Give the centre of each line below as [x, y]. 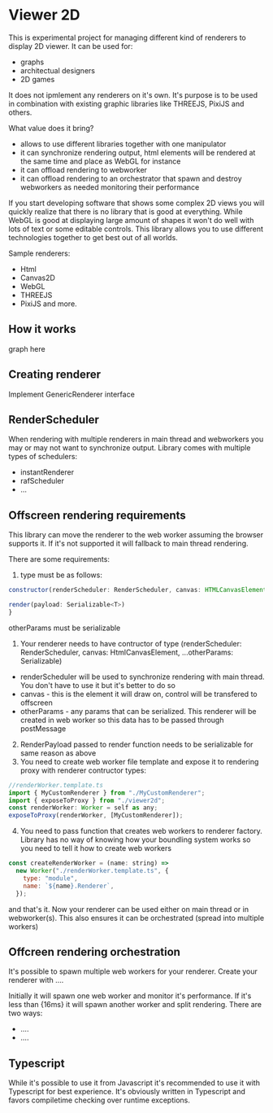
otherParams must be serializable [65, 628]
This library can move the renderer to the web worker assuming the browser [136, 535]
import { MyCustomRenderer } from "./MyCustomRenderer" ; [107, 793]
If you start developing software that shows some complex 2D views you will [136, 203]
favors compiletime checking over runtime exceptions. [100, 1100]
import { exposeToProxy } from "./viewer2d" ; [87, 800]
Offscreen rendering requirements [97, 515]
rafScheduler [42, 481]
